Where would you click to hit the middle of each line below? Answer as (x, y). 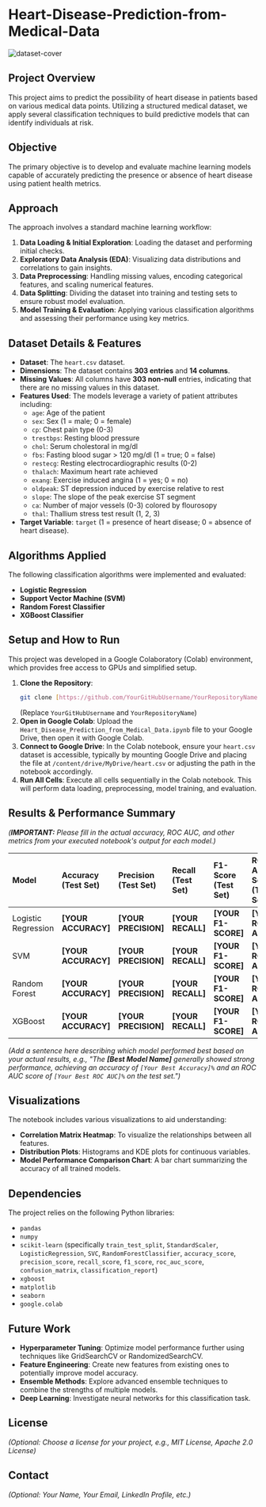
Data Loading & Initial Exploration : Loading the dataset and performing (136, 242)
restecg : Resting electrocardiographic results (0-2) (114, 463)
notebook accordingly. (56, 771)
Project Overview (52, 78)
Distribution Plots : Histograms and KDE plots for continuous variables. (135, 1152)
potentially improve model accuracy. (79, 1372)
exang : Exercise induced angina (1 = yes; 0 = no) (110, 480)
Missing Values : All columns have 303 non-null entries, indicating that (135, 379)
